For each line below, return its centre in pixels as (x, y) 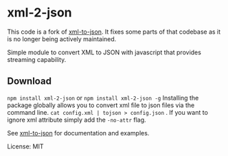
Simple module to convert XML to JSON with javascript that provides (104, 52)
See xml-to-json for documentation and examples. (78, 133)
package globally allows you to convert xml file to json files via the (101, 105)
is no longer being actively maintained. (62, 38)
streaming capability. (37, 59)
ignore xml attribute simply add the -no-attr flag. (77, 120)
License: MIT (25, 146)
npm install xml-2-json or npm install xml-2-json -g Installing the (103, 98)
